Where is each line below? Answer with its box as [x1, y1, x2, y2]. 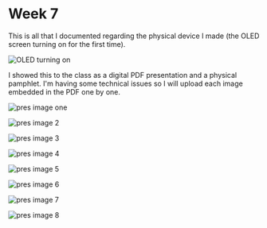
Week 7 [8, 5, 59, 23]
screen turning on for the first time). [8, 39, 126, 48]
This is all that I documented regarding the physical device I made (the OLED [8, 31, 260, 41]
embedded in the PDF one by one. [8, 87, 121, 96]
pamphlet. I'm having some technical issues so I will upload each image [8, 79, 243, 88]
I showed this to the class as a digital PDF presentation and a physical [8, 70, 238, 79]
